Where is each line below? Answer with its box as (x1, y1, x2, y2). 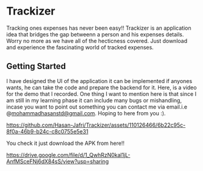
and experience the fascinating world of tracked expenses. (6, 44, 154, 51)
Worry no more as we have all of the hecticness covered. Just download (6, 37, 187, 44)
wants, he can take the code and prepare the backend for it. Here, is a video (6, 84, 197, 91)
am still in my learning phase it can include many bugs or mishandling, (6, 96, 182, 104)
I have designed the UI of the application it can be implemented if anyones (6, 77, 193, 84)
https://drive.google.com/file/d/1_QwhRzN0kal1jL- (6, 151, 131, 158)
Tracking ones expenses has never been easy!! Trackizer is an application (6, 24, 191, 32)
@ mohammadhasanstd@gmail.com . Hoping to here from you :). (6, 109, 166, 116)
